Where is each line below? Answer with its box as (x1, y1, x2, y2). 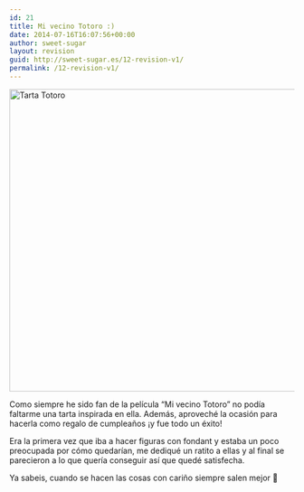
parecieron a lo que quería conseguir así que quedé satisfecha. (9, 454, 245, 466)
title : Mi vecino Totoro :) (9, 22, 116, 31)
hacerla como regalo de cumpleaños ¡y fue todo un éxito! (9, 418, 223, 429)
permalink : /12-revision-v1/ (9, 64, 119, 73)
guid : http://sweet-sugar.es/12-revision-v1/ (9, 55, 184, 64)
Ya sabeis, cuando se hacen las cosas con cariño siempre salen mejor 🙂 (9, 472, 279, 483)
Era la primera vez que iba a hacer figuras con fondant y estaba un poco (9, 435, 280, 446)
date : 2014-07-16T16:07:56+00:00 (9, 30, 136, 39)
